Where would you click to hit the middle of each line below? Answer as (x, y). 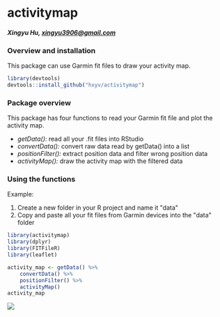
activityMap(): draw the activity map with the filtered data (100, 161)
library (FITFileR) (34, 249)
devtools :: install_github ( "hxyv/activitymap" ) (76, 85)
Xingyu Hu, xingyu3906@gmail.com (62, 32)
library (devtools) (34, 79)
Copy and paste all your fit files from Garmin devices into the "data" (115, 215)
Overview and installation (52, 50)
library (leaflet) (32, 255)
